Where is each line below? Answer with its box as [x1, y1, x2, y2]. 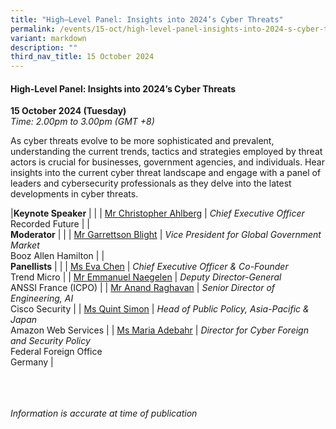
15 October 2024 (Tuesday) [10, 105, 127, 117]
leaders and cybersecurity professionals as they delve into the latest [10, 177, 292, 190]
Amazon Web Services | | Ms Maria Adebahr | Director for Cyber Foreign [10, 324, 309, 336]
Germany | [10, 356, 54, 368]
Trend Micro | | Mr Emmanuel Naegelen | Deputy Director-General [10, 271, 282, 283]
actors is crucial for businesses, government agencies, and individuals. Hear [10, 156, 325, 168]
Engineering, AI [10, 292, 74, 305]
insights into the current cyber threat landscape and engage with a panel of [10, 167, 322, 179]
